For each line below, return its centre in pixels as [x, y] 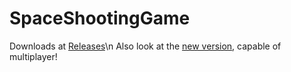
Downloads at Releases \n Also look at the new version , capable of [145, 46]
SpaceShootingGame [100, 18]
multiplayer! [33, 56]
